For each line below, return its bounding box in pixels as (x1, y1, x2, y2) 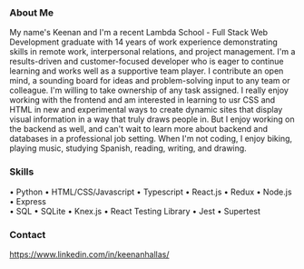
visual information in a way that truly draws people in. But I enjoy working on (9, 114, 295, 125)
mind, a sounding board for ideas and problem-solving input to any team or (9, 75, 290, 86)
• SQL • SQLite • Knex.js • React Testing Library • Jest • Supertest (9, 205, 261, 216)
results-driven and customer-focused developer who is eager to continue (9, 56, 284, 67)
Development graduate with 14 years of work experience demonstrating (9, 36, 279, 47)
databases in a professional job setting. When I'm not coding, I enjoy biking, (9, 134, 293, 144)
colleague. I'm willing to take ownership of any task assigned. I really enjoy (9, 85, 289, 96)
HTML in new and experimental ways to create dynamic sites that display (9, 105, 283, 115)
